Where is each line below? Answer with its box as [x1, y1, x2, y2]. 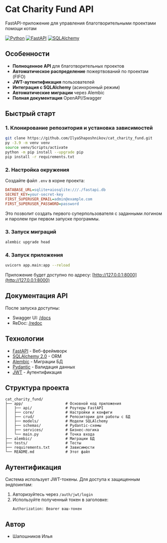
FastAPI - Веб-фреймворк [12, 348, 67, 354]
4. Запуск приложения [5, 251, 63, 258]
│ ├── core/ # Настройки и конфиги [5, 410, 113, 415]
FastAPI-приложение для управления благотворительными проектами [5, 20, 156, 26]
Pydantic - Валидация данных [12, 364, 76, 370]
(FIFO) [12, 74, 26, 80]
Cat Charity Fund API [5, 4, 94, 15]
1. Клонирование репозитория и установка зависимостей [5, 124, 153, 131]
